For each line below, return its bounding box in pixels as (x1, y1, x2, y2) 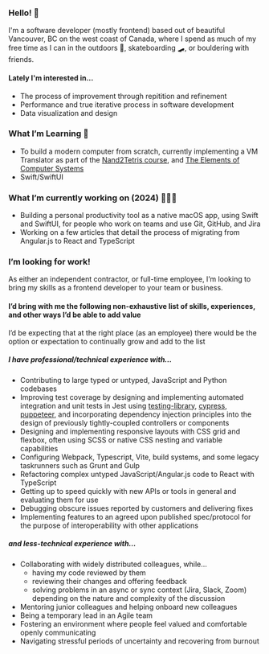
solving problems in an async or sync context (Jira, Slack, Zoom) (31, 585, 247, 594)
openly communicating (19, 627, 96, 637)
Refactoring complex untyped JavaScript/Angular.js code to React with (19, 469, 255, 479)
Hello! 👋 (8, 7, 40, 19)
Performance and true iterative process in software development (19, 100, 234, 109)
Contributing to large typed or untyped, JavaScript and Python (19, 375, 227, 385)
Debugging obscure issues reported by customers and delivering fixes (19, 503, 254, 513)
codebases (19, 384, 58, 393)
